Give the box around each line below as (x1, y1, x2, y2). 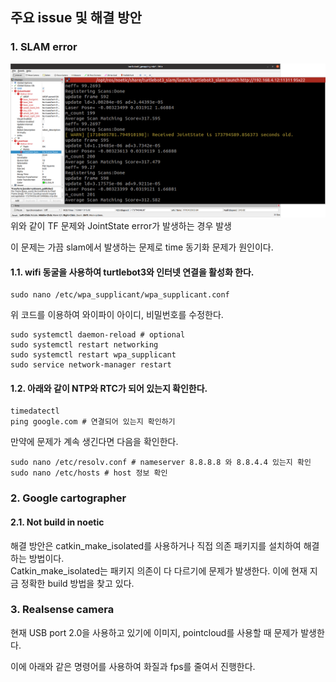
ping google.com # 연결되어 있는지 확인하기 (10, 417, 176, 427)
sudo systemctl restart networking (10, 340, 159, 350)
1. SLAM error (10, 40, 78, 54)
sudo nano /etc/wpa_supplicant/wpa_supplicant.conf (10, 290, 230, 300)
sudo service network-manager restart (10, 360, 172, 370)
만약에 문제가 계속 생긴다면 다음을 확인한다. (10, 436, 179, 448)
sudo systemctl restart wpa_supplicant (10, 350, 177, 360)
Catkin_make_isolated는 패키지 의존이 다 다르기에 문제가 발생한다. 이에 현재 (10, 564, 308, 577)
